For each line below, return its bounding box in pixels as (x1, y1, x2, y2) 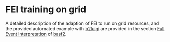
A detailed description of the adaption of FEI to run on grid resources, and (5, 20, 159, 26)
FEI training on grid (5, 4, 87, 15)
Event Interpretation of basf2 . (5, 31, 67, 37)
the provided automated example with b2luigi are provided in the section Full (5, 25, 165, 31)
